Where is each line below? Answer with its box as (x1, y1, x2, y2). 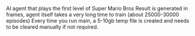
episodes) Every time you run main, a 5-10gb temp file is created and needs (6, 17, 190, 24)
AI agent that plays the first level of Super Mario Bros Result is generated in (6, 5, 188, 12)
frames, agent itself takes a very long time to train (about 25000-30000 (6, 11, 179, 18)
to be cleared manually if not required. (6, 23, 99, 30)
